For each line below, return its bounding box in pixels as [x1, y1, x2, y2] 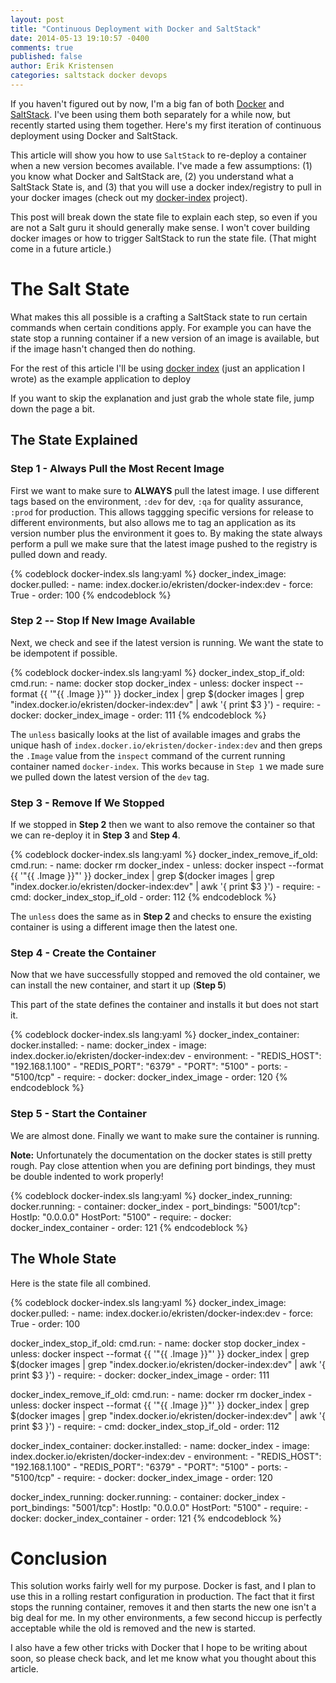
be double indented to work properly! [10, 1170, 164, 1182]
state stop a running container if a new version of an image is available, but [10, 332, 320, 344]
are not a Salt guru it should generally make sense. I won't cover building [10, 221, 311, 233]
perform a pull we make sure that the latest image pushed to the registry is [10, 537, 318, 550]
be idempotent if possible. [10, 647, 118, 659]
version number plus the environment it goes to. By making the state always [10, 527, 323, 539]
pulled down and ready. [10, 548, 108, 560]
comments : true [10, 42, 74, 53]
